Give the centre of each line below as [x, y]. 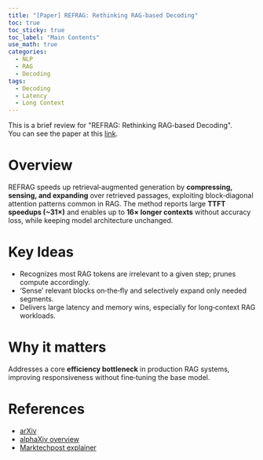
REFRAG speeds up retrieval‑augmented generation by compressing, [121, 187]
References [46, 409]
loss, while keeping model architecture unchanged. [91, 221]
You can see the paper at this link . [63, 133]
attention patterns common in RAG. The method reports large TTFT [117, 204]
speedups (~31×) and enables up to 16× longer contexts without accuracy [130, 212]
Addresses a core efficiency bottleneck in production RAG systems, [119, 369]
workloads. [38, 316]
